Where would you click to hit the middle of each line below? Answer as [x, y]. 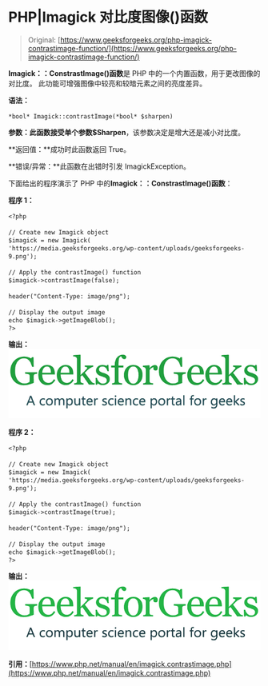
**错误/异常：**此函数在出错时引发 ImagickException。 [99, 166]
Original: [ [44, 40]
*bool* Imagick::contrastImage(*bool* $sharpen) [91, 116]
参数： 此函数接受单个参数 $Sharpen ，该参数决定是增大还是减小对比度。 [127, 132]
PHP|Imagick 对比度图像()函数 [108, 17]
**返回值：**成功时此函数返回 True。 [69, 149]
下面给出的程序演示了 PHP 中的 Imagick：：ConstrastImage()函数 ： [120, 183]
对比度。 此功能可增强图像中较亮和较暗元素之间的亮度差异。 [107, 83]
